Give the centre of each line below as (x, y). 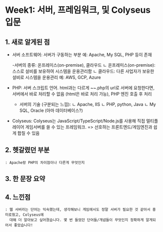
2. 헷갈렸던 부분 (27, 150)
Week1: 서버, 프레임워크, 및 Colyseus (78, 10)
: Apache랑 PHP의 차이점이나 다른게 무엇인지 (45, 162)
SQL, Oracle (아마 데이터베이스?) (51, 110)
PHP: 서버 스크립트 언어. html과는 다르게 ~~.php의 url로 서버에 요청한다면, (83, 88)
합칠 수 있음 (29, 133)
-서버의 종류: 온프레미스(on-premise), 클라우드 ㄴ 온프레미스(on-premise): (84, 65)
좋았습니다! (23, 225)
